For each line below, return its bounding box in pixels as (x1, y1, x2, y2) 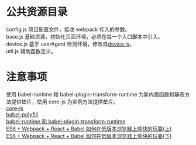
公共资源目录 (6, 5, 68, 19)
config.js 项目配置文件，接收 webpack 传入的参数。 (6, 26, 130, 33)
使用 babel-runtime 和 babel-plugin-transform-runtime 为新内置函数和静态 (6, 91, 185, 98)
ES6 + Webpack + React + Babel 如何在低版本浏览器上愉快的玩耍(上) (6, 125, 172, 132)
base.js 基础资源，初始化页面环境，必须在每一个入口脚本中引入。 (6, 33, 163, 40)
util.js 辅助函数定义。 (6, 47, 57, 54)
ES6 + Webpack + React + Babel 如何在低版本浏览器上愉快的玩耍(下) (6, 132, 172, 139)
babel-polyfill (6, 111, 38, 118)
